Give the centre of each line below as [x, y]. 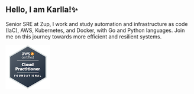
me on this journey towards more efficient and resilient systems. [84, 36]
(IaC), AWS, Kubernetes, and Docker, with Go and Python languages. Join [95, 30]
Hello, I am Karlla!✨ [42, 10]
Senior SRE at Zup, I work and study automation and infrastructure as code [97, 24]
